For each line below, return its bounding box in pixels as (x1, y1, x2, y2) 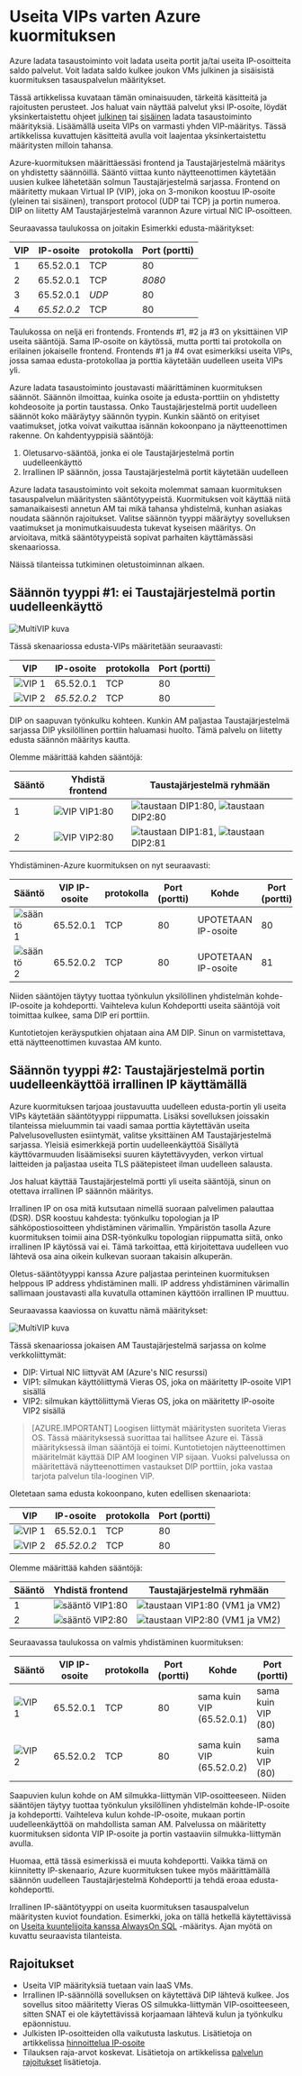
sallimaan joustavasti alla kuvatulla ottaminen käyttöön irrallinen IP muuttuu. (9, 1287, 289, 1298)
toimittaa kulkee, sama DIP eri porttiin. (9, 1010, 150, 1020)
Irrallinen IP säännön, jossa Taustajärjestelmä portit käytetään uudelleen (22, 466, 289, 477)
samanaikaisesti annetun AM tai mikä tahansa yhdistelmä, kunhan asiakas (9, 503, 283, 514)
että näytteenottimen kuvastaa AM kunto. (9, 1037, 163, 1047)
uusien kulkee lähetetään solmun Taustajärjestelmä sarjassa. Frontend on (9, 176, 280, 187)
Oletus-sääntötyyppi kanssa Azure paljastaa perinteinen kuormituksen (9, 1268, 270, 1279)
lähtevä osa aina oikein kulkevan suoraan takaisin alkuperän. (9, 1250, 233, 1261)
